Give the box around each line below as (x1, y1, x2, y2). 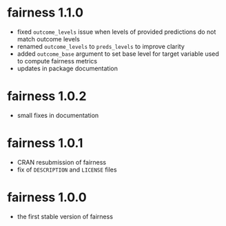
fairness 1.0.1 (7, 136, 83, 151)
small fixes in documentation (17, 111, 99, 119)
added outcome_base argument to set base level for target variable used (17, 50, 219, 58)
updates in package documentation (17, 64, 119, 72)
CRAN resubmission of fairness (17, 158, 107, 166)
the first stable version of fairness (17, 212, 114, 220)
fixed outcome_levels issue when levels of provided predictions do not (17, 28, 216, 36)
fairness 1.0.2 (7, 88, 87, 104)
